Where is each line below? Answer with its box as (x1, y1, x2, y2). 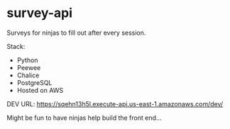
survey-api (6, 5, 72, 21)
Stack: (6, 42, 26, 50)
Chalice (16, 71, 40, 79)
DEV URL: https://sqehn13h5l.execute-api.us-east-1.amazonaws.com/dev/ (6, 99, 224, 108)
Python (16, 55, 38, 64)
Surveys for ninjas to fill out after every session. (6, 28, 146, 37)
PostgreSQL (16, 78, 53, 86)
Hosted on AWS (16, 86, 64, 94)
